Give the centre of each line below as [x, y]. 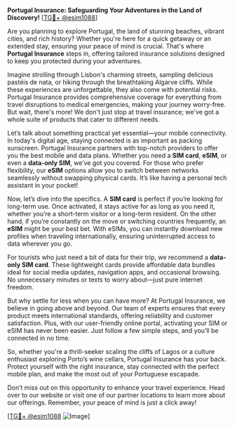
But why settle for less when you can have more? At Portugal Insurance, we [116, 301]
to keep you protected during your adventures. [75, 61]
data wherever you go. [40, 244]
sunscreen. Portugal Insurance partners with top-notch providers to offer [113, 148]
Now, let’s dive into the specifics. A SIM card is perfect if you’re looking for [115, 199]
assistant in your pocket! [43, 185]
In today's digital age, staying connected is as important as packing [105, 140]
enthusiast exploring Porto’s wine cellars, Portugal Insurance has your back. [117, 359]
